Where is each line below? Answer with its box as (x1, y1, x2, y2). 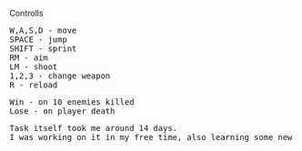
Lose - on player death (9, 106, 116, 116)
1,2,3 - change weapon (9, 71, 111, 81)
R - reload (9, 80, 58, 90)
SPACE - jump (9, 35, 68, 45)
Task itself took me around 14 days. (9, 123, 178, 133)
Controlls (9, 8, 44, 18)
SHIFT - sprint (9, 44, 77, 54)
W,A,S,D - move (9, 25, 77, 35)
